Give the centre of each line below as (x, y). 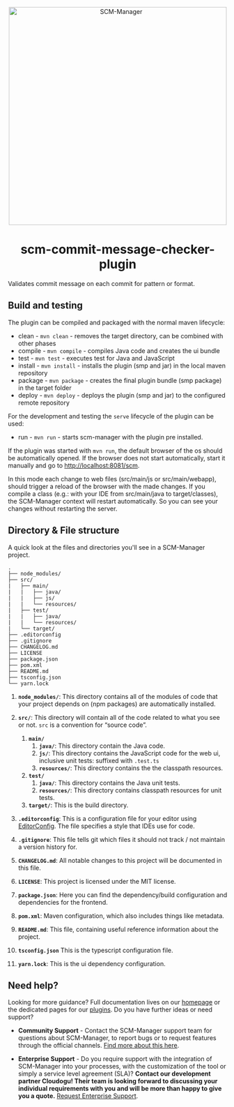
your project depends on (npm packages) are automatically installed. (117, 704)
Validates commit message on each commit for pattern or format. (102, 283)
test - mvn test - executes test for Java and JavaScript (96, 358)
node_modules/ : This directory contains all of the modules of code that (118, 696)
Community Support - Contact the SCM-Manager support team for (115, 1031)
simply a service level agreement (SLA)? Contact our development (114, 1074)
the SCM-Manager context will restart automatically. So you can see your (113, 501)
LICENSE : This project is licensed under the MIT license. (97, 881)
